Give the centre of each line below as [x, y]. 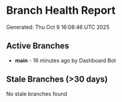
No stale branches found [37, 94]
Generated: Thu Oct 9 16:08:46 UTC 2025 [58, 27]
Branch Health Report [61, 10]
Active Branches [38, 46]
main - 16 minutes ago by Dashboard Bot [65, 60]
